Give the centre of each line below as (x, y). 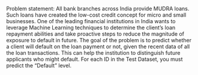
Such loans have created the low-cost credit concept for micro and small (96, 15)
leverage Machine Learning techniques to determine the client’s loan (91, 27)
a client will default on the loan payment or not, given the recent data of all (98, 46)
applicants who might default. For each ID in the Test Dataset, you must (94, 59)
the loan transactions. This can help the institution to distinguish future (93, 53)
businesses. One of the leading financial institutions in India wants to (91, 21)
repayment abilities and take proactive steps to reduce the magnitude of (95, 34)
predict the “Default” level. (39, 65)
